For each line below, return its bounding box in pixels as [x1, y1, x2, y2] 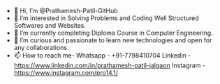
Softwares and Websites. [13, 22, 86, 29]
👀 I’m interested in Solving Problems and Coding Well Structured [13, 14, 199, 22]
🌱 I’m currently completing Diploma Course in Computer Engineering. [13, 28, 213, 37]
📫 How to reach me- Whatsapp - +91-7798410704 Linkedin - [13, 51, 191, 59]
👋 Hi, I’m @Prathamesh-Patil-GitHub [13, 7, 119, 15]
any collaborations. [13, 44, 69, 51]
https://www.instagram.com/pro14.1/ [13, 69, 119, 76]
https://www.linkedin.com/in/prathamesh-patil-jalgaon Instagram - [13, 61, 206, 69]
